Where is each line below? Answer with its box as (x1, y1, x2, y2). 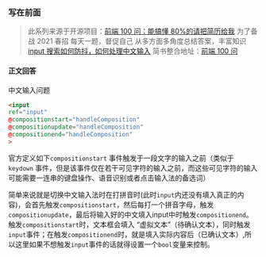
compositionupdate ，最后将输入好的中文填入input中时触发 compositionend (8, 209, 247, 219)
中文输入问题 (8, 85, 50, 94)
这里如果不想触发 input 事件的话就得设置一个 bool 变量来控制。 (14, 240, 214, 249)
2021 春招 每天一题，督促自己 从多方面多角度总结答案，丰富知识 (37, 36, 247, 46)
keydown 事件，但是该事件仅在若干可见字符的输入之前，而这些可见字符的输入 (8, 163, 258, 172)
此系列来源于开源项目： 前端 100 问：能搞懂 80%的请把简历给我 (27, 26, 236, 36)
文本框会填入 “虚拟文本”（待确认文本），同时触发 (92, 220, 251, 229)
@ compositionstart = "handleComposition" (8, 116, 141, 124)
